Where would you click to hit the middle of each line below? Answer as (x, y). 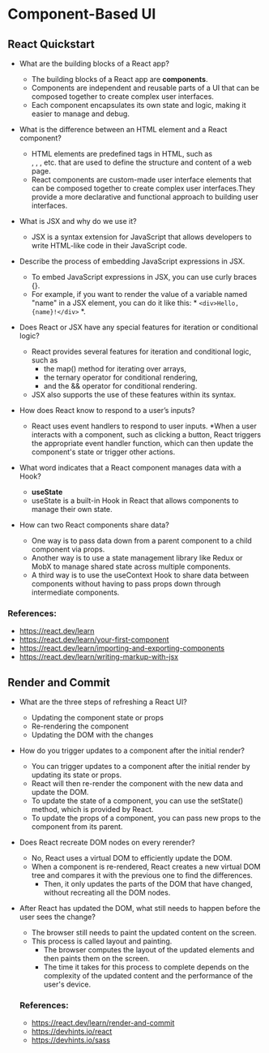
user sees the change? (58, 917)
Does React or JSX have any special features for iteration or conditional (139, 327)
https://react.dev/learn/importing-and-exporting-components (122, 648)
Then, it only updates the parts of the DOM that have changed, (148, 884)
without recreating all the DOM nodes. (107, 892)
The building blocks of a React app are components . (120, 79)
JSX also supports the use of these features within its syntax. (134, 395)
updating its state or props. (77, 775)
